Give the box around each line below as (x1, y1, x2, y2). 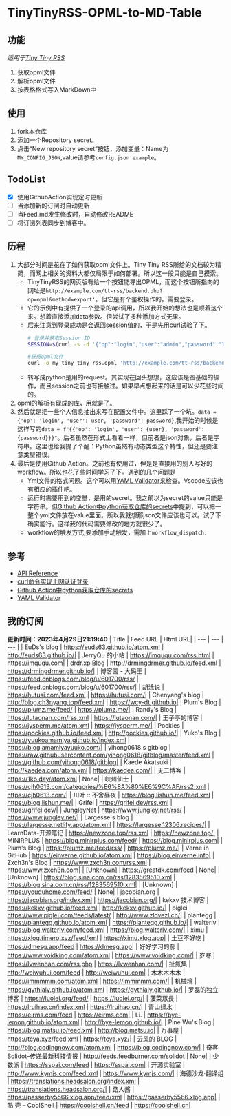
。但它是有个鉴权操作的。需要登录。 (95, 295, 198, 303)
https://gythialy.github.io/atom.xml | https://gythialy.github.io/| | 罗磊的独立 (7, 985, 219, 994)
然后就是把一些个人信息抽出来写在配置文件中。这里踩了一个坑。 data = (16, 408, 217, 416)
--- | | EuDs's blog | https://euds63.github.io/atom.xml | (7, 643, 164, 651)
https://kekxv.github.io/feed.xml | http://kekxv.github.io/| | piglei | (7, 904, 191, 912)
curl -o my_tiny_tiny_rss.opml (27, 360, 118, 367)
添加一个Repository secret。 (16, 136, 98, 144)
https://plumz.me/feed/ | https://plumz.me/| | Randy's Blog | (7, 705, 177, 713)
